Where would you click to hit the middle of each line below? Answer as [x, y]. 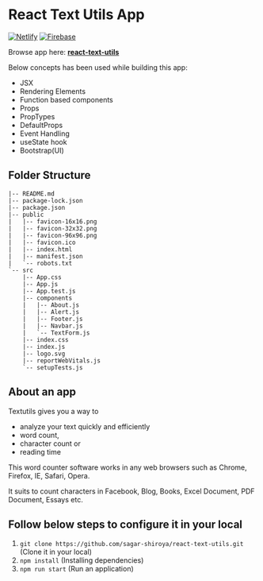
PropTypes [37, 116]
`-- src [21, 270]
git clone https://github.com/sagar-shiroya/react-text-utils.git [131, 544]
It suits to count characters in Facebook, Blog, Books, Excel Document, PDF [131, 491]
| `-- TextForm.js [56, 333]
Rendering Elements [52, 91]
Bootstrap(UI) [42, 150]
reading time [40, 451]
